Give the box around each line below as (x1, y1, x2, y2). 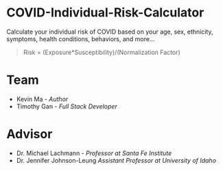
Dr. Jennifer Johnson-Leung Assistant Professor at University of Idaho (16, 156, 217, 164)
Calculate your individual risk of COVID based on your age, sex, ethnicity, (6, 27, 213, 36)
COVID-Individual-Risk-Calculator (6, 5, 204, 21)
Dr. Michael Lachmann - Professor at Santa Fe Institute (16, 149, 172, 157)
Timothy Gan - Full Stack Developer (16, 102, 117, 111)
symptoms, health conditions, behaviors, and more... (6, 34, 155, 43)
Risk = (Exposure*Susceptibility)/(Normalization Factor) (23, 48, 180, 56)
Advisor (6, 126, 53, 142)
